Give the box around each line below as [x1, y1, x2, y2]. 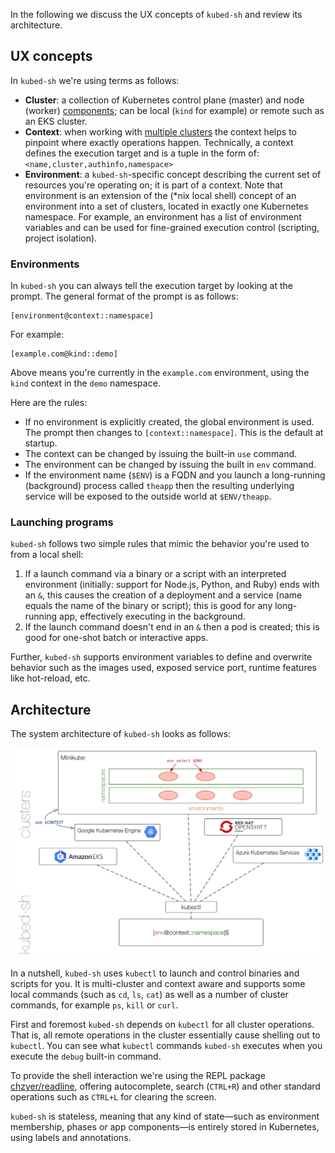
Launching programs [10, 515, 114, 529]
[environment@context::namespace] [10, 311, 155, 321]
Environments [10, 257, 80, 271]
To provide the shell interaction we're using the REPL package [10, 1070, 266, 1082]
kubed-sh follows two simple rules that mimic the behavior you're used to [10, 538, 310, 550]
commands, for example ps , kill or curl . [10, 999, 179, 1011]
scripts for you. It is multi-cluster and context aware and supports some [10, 978, 306, 990]
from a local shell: [10, 549, 84, 561]
